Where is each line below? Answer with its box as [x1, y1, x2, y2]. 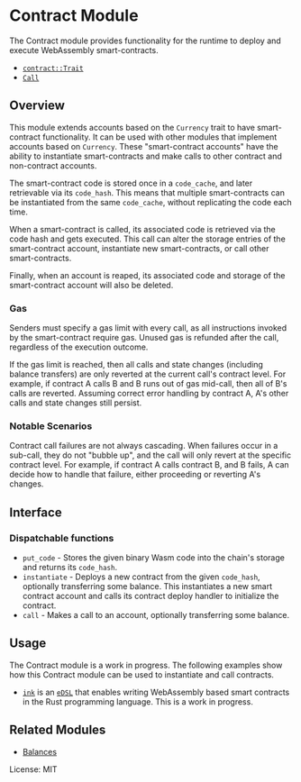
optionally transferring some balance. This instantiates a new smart [22, 581, 273, 592]
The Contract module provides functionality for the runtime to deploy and [9, 35, 281, 46]
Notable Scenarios [9, 420, 93, 432]
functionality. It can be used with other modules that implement [41, 132, 278, 142]
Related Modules [9, 723, 106, 738]
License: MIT [9, 763, 58, 775]
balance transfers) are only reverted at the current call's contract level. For [9, 368, 287, 379]
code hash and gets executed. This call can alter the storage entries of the [9, 233, 286, 244]
